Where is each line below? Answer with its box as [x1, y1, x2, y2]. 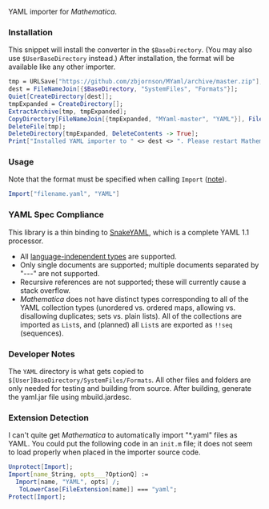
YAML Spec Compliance [8, 209, 104, 220]
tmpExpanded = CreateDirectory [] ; [8, 100, 124, 108]
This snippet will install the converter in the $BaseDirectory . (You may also [8, 45, 252, 55]
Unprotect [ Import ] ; [8, 463, 74, 471]
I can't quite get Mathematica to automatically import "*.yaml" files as [8, 430, 238, 440]
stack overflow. [19, 285, 70, 295]
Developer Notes [8, 348, 75, 360]
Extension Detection [8, 412, 90, 423]
